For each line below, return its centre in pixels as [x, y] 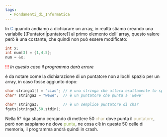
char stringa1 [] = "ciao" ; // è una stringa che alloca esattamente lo [81, 91]
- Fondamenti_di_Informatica [40, 14]
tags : [11, 10]
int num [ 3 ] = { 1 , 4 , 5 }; [29, 53]
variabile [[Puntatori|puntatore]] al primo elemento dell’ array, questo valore [83, 34]
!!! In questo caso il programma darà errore [49, 67]
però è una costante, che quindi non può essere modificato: [66, 39]
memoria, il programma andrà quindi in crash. [52, 129]
